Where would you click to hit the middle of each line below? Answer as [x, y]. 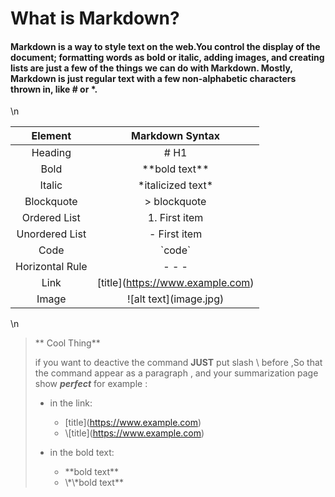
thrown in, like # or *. [54, 89]
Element [51, 136]
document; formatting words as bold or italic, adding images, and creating [167, 57]
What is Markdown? [95, 18]
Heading [51, 153]
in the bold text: [82, 453]
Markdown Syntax [176, 136]
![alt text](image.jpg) [175, 299]
